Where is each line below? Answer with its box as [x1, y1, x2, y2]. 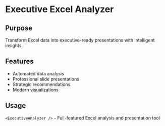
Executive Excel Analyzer [5, 4, 114, 15]
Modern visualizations [12, 87, 59, 93]
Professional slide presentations [12, 76, 80, 82]
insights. [5, 43, 23, 49]
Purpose [5, 24, 33, 32]
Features [5, 57, 34, 66]
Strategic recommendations [12, 81, 71, 87]
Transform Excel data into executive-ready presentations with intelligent [5, 37, 155, 43]
